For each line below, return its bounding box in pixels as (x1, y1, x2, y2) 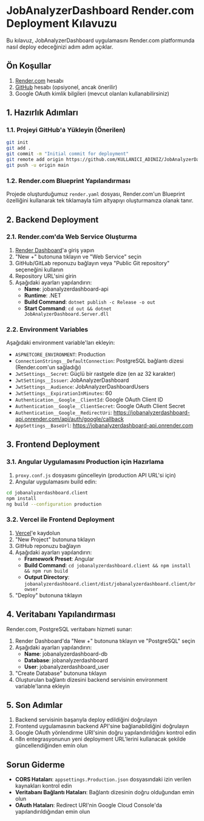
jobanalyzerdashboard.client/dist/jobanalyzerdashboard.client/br (24, 581, 196, 587)
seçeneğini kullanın (15, 266, 64, 273)
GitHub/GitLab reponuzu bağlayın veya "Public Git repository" (15, 259, 170, 266)
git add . (6, 145, 32, 151)
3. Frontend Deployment (6, 439, 100, 450)
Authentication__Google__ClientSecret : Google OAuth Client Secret (15, 403, 185, 410)
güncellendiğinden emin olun (15, 742, 88, 749)
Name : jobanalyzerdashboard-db (24, 650, 108, 657)
